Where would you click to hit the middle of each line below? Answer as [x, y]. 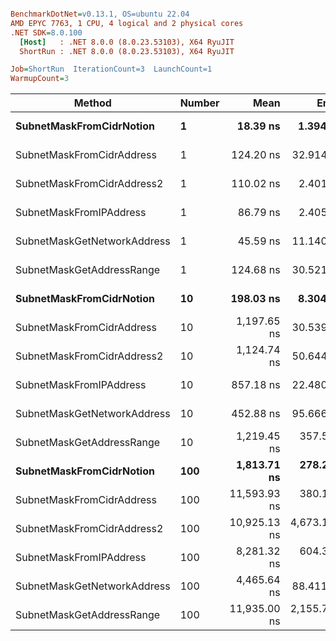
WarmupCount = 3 [40, 79]
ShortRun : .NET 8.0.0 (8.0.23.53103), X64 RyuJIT [127, 51]
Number [199, 103]
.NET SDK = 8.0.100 [46, 32]
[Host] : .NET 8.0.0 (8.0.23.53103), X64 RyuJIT [127, 42]
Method [92, 103]
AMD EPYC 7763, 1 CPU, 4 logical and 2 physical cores [127, 23]
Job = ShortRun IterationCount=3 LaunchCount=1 [111, 69]
